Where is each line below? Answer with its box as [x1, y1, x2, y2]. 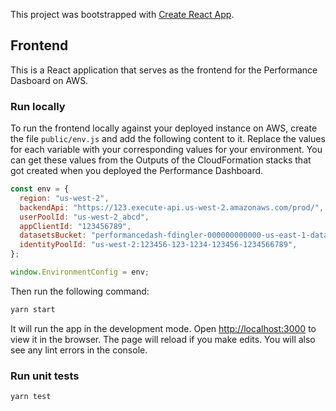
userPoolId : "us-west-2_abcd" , [19, 212, 150, 222]
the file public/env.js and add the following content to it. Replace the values [10, 133, 326, 145]
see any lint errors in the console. [10, 344, 148, 356]
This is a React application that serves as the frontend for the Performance [10, 64, 318, 76]
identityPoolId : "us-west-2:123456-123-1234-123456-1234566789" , [19, 240, 298, 250]
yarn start [10, 304, 56, 314]
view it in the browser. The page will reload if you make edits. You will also [10, 333, 316, 345]
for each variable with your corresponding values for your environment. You [10, 144, 323, 156]
